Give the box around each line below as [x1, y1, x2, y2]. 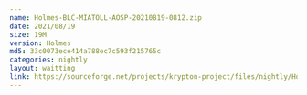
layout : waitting [9, 64, 76, 73]
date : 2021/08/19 [9, 22, 76, 31]
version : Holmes [9, 38, 71, 48]
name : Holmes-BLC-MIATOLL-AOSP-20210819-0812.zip [9, 13, 203, 23]
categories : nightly [9, 55, 89, 64]
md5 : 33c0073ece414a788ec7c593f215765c [9, 47, 162, 56]
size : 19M [9, 30, 48, 39]
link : [9, 72, 30, 81]
